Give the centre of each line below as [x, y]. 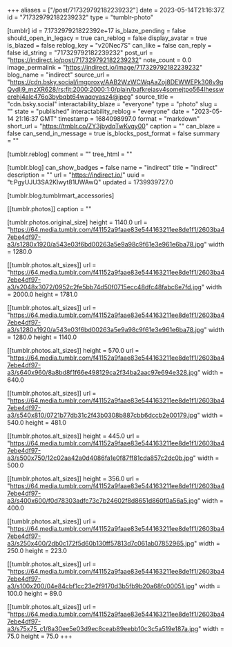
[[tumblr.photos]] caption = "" [49, 209]
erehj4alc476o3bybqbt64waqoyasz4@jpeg [69, 97]
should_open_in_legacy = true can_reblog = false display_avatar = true [107, 38]
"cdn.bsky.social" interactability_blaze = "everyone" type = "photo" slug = [113, 104]
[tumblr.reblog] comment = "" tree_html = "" [70, 154]
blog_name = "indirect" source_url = [59, 75]
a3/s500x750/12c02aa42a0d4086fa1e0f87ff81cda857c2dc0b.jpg [100, 458]
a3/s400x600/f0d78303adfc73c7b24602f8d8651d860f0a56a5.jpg [103, 501]
